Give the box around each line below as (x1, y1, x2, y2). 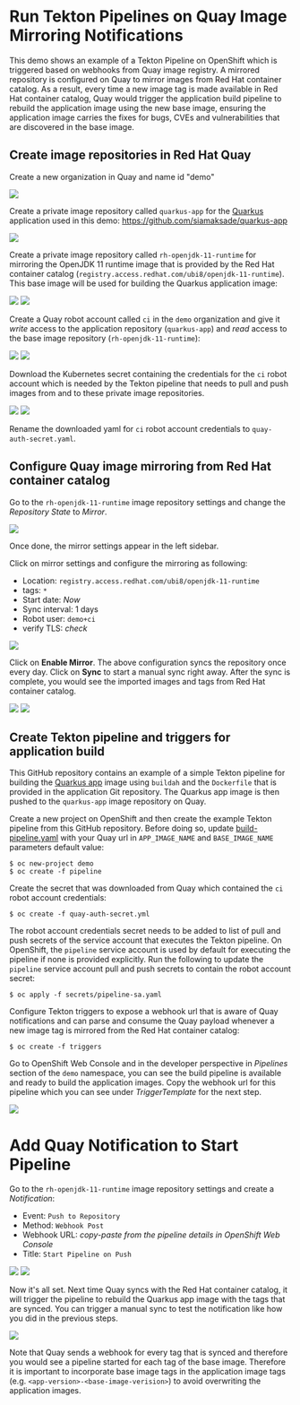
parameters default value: (9, 842, 105, 853)
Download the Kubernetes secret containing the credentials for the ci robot (9, 368, 287, 379)
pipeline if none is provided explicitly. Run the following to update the (9, 954, 264, 965)
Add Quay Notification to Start (9, 1135, 239, 1155)
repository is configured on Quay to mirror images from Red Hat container (9, 73, 282, 84)
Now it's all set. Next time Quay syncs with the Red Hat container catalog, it (9, 1284, 288, 1296)
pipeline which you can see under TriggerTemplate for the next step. (9, 1087, 262, 1098)
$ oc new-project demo (9, 859, 94, 868)
